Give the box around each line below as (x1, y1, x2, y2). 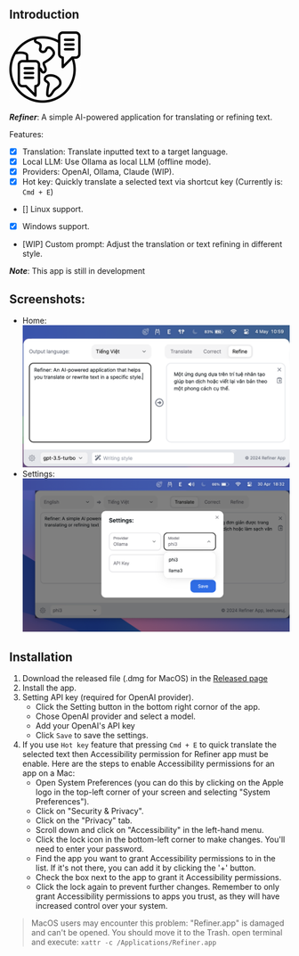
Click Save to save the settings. (35, 730, 149, 741)
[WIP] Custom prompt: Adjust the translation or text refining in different (21, 239, 283, 250)
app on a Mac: (21, 768, 76, 779)
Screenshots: (9, 292, 86, 307)
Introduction (9, 7, 80, 22)
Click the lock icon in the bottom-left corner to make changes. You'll (35, 834, 286, 845)
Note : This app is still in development (9, 266, 145, 276)
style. (21, 249, 43, 260)
